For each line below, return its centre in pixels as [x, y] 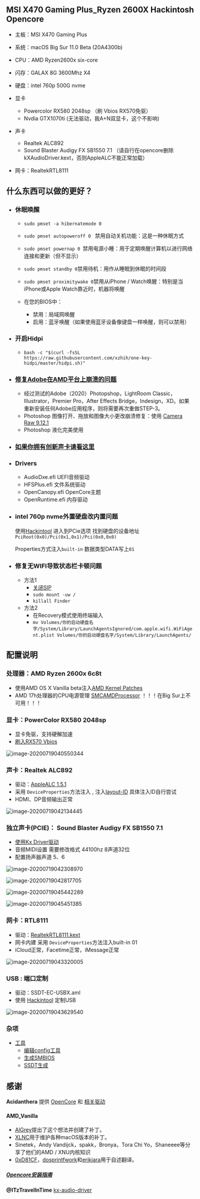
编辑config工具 [42, 1050]
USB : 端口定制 [27, 978]
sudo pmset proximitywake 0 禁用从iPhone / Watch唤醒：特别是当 [103, 281]
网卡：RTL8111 [27, 921]
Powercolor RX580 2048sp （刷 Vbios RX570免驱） [87, 111]
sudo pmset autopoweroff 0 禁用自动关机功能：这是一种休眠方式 [104, 236]
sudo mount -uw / [54, 595]
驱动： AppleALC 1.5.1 [41, 784]
